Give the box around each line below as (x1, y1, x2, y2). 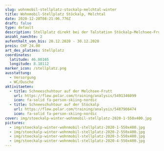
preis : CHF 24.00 (5, 43, 41, 48)
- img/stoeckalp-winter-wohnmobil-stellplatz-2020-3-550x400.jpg (9, 134, 145, 139)
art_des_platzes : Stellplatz (5, 48, 64, 53)
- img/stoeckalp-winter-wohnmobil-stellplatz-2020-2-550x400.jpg (9, 130, 145, 134)
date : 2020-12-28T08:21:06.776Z (5, 16, 71, 21)
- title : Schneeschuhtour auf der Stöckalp (9, 102, 99, 107)
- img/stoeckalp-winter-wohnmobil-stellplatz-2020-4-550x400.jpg (9, 138, 145, 144)
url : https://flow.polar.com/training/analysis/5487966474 (14, 107, 137, 112)
